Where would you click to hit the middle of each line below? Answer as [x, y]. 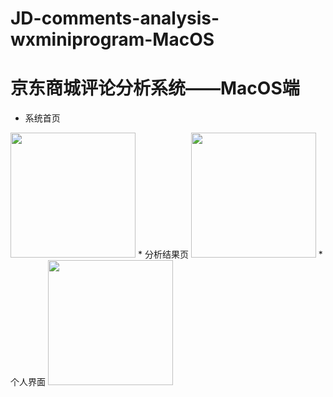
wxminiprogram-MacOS [112, 39]
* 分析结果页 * [230, 254]
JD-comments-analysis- [115, 18]
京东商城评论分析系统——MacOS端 [155, 88]
